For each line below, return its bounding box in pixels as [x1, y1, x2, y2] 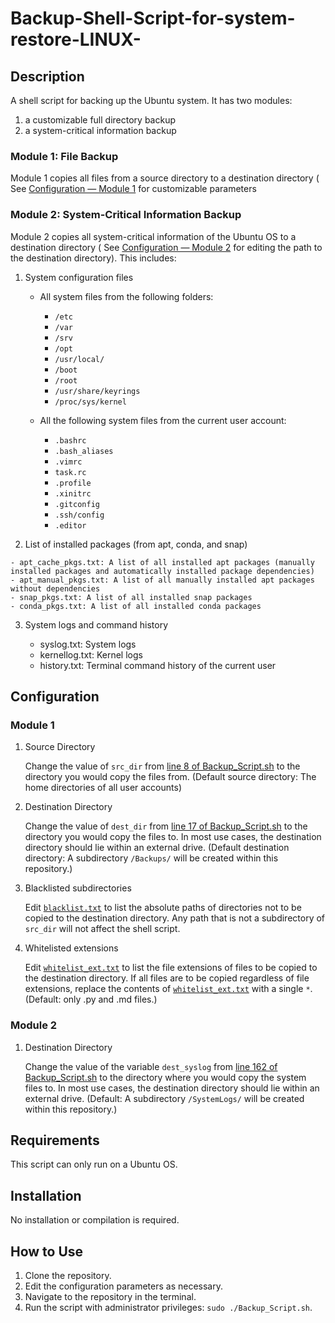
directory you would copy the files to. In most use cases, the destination [24, 831, 322, 843]
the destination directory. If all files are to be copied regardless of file [24, 972, 310, 984]
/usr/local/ [54, 354, 105, 364]
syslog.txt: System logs [39, 638, 137, 650]
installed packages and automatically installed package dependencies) [10, 566, 315, 576]
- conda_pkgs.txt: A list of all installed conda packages [10, 601, 262, 611]
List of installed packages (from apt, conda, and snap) [24, 538, 248, 550]
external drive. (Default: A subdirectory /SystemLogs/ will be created [24, 1092, 305, 1104]
